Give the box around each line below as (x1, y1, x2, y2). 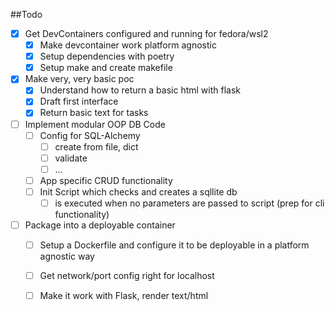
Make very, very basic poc (24, 73, 135, 85)
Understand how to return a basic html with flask (39, 84, 241, 96)
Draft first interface (39, 95, 119, 108)
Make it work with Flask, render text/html (39, 290, 209, 302)
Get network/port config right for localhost (39, 270, 215, 282)
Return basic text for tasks (39, 107, 149, 119)
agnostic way (39, 250, 95, 263)
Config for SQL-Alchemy (39, 129, 141, 141)
